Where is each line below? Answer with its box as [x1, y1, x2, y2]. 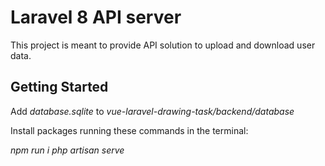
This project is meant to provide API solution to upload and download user [10, 39, 316, 51]
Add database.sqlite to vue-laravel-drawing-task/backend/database [10, 105, 295, 117]
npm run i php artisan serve [10, 144, 125, 156]
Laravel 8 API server [10, 6, 182, 29]
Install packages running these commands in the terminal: [10, 124, 249, 136]
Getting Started [10, 79, 109, 96]
